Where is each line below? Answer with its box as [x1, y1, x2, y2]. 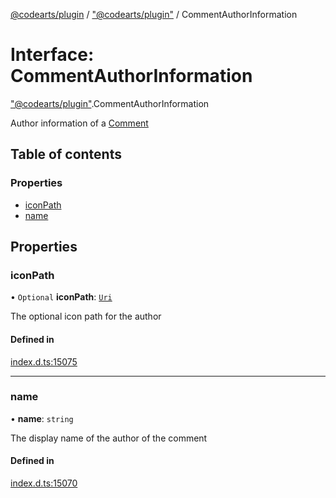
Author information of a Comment [10, 117, 149, 129]
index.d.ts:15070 [10, 477, 78, 489]
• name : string [10, 412, 74, 424]
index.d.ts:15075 [10, 355, 78, 368]
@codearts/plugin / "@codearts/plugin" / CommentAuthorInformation [10, 9, 298, 20]
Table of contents [10, 146, 122, 163]
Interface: [10, 44, 95, 66]
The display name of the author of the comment [10, 432, 208, 444]
